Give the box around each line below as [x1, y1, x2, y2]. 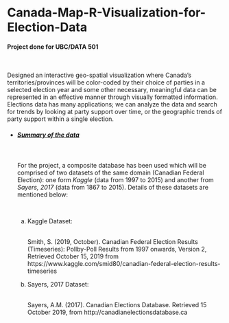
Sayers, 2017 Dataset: [27, 280, 89, 289]
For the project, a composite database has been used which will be [16, 161, 207, 170]
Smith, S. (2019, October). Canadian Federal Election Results [27, 238, 199, 246]
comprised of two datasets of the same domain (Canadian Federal [16, 168, 204, 177]
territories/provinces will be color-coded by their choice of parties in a [7, 78, 206, 87]
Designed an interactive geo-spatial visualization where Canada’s [7, 71, 192, 80]
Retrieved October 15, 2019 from [27, 252, 119, 260]
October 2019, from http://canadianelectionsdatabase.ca [27, 308, 188, 317]
